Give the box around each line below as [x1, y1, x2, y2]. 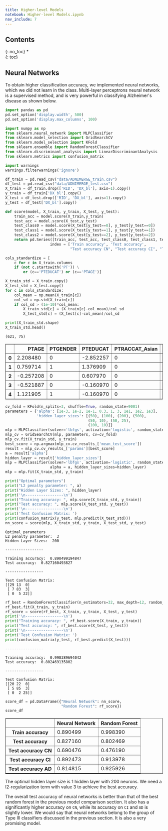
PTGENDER [49, 345, 76, 352]
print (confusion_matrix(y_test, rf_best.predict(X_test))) [5, 637, 131, 642]
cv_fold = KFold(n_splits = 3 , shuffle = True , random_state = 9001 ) [5, 404, 140, 409]
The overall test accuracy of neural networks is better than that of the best [5, 794, 158, 800]
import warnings [5, 163, 39, 168]
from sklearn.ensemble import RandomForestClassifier [5, 145, 120, 150]
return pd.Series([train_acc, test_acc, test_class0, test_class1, [14, 237, 157, 242]
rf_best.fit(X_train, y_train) [5, 605, 70, 610]
